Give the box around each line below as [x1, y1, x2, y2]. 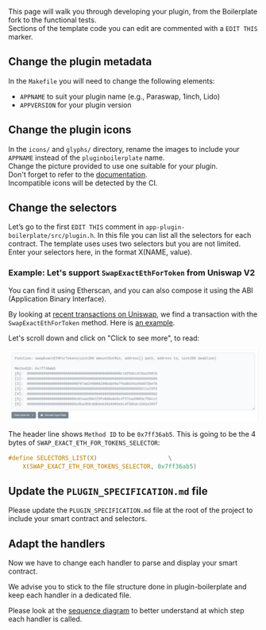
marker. [8, 32, 33, 41]
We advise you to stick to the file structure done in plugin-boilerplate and [8, 582, 248, 592]
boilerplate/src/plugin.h [8, 232, 94, 240]
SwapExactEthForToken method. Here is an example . [8, 317, 175, 327]
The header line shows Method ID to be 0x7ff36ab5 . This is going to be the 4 [8, 429, 256, 438]
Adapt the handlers [8, 537, 106, 550]
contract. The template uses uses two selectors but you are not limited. [8, 239, 241, 249]
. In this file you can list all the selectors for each [93, 231, 252, 240]
